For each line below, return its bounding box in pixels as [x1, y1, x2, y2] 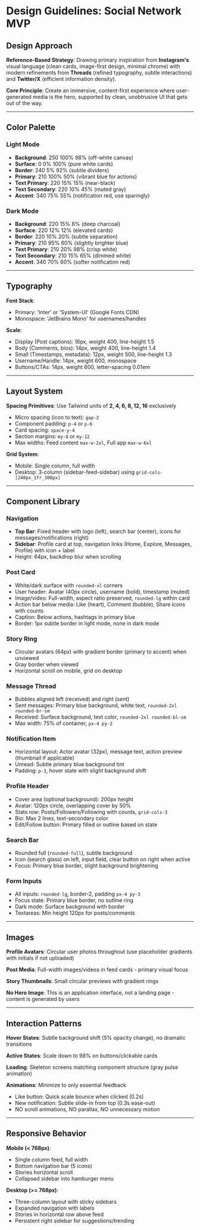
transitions [6, 1040, 32, 1048]
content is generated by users [6, 996, 80, 1003]
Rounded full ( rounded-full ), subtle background [14, 850, 133, 857]
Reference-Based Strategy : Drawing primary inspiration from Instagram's [6, 57, 189, 63]
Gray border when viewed [14, 661, 79, 668]
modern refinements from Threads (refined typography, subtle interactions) [6, 69, 192, 76]
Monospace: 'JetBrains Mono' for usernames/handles [14, 315, 146, 322]
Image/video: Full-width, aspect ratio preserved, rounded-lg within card [14, 594, 190, 602]
